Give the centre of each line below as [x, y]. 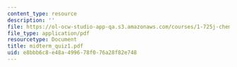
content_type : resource [42, 14]
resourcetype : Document [42, 40]
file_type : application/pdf [49, 33]
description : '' [31, 20]
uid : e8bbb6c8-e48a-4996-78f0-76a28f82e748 [72, 53]
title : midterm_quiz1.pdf [45, 46]
